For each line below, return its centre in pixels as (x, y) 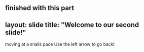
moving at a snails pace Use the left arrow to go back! (60, 44)
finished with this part (40, 8)
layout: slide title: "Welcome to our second (72, 25)
